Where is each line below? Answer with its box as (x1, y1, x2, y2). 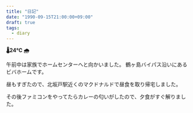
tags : (6, 25, 19, 31)
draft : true (6, 19, 35, 25)
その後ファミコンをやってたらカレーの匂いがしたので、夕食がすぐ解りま (6, 93, 181, 100)
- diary (11, 30, 31, 36)
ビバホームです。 (6, 69, 47, 76)
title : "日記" (6, 8, 39, 15)
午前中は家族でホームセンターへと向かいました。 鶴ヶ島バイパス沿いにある (6, 61, 188, 68)
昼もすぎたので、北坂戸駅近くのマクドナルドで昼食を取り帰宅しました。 (6, 81, 181, 88)
